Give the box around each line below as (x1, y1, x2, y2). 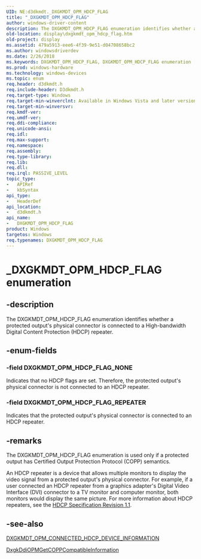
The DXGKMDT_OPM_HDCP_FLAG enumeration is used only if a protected (6, 452, 189, 459)
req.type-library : (6, 153, 52, 159)
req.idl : (6, 131, 28, 138)
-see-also (6, 519, 44, 529)
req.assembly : (6, 148, 42, 154)
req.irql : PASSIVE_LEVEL (6, 170, 68, 177)
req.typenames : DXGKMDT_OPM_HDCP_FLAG (6, 237, 103, 243)
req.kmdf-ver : (6, 109, 42, 115)
